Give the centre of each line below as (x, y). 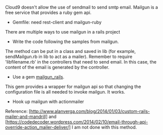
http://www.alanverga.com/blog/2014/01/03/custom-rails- (90, 111)
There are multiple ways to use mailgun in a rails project (63, 32)
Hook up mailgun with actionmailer (48, 101)
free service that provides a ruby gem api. (48, 12)
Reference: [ (18, 111)
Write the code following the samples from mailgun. (65, 41)
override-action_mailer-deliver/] (38, 127)
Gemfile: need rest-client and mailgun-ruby (57, 22)
